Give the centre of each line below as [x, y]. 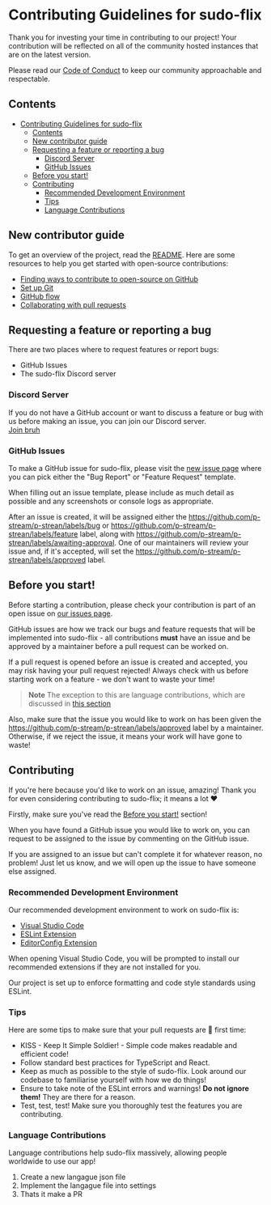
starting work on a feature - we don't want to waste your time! [112, 679]
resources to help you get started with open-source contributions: [119, 263]
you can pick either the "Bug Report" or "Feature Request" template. [122, 477]
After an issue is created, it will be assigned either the [98, 516]
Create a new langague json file [73, 1177]
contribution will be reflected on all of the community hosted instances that [133, 45]
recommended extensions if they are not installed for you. [105, 967]
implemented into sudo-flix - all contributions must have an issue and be [129, 638]
